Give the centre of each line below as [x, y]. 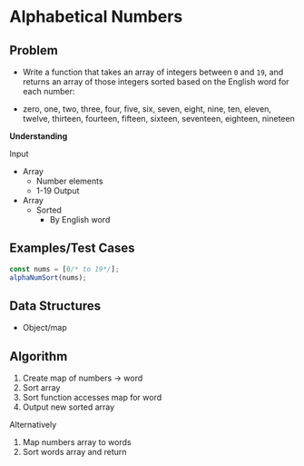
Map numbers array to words [77, 442]
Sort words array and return [74, 452]
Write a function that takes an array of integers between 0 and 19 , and [153, 72]
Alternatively [33, 425]
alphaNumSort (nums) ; [49, 278]
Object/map [44, 328]
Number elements [69, 181]
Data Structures [55, 306]
